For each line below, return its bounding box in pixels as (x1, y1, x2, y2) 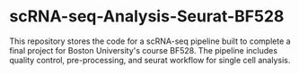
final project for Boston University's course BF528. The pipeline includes (9, 45, 278, 55)
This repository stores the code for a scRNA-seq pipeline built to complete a (9, 36, 291, 46)
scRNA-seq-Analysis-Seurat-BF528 (9, 6, 285, 27)
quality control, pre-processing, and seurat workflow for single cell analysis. (9, 54, 291, 65)
